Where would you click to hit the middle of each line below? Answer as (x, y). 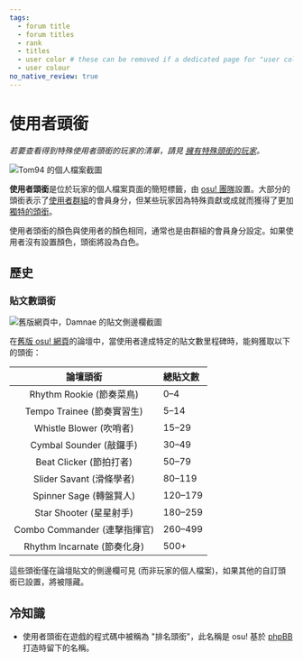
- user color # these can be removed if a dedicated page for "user (149, 60)
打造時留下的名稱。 (58, 648)
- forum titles (46, 34)
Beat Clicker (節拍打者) (84, 463)
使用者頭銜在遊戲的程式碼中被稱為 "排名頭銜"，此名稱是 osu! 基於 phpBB (157, 637)
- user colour (44, 69)
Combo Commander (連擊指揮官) (84, 530)
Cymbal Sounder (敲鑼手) (84, 445)
